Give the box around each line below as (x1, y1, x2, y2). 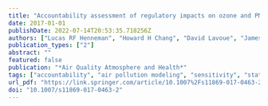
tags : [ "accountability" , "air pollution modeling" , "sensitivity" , (8, 71, 241, 79)
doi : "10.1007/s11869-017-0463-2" (8, 85, 124, 94)
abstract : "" (8, 49, 52, 57)
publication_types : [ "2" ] (8, 41, 94, 49)
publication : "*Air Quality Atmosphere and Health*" (8, 64, 187, 72)
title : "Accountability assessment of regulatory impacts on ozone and (8, 11, 251, 20)
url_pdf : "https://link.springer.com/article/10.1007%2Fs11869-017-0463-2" (8, 78, 266, 86)
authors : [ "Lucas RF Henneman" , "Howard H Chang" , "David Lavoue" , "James (8, 33, 262, 42)
